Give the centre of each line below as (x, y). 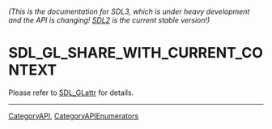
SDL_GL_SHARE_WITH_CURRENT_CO (136, 52)
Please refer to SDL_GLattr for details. (71, 92)
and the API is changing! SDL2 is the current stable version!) (109, 19)
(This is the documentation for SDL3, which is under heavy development (129, 11)
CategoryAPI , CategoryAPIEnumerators (74, 116)
